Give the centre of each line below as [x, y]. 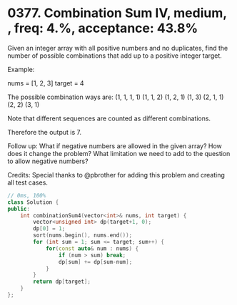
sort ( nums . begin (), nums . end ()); [83, 236]
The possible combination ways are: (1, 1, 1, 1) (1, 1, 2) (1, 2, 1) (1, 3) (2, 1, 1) [116, 97]
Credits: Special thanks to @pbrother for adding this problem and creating [116, 175]
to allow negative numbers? [48, 161]
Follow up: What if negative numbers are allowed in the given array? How [115, 146]
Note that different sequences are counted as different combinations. [109, 118]
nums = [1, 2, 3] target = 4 [46, 83]
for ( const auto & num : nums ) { [92, 248]
